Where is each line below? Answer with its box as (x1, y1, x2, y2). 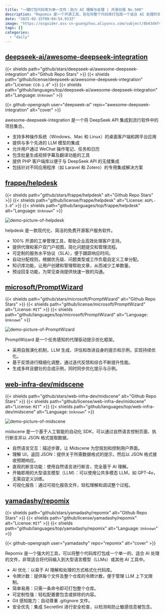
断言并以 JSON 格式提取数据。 (9, 435, 71, 441)
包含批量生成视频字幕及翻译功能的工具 (12, 152, 90, 158)
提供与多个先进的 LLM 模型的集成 (12, 140, 80, 146)
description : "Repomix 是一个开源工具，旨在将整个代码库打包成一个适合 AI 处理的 (5, 12, 158, 17)
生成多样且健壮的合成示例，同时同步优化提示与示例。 (12, 366, 120, 371)
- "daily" (9, 35, 29, 40)
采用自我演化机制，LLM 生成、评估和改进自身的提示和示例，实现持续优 (12, 347, 156, 353)
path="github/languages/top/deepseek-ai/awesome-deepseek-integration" (5, 87, 158, 92)
